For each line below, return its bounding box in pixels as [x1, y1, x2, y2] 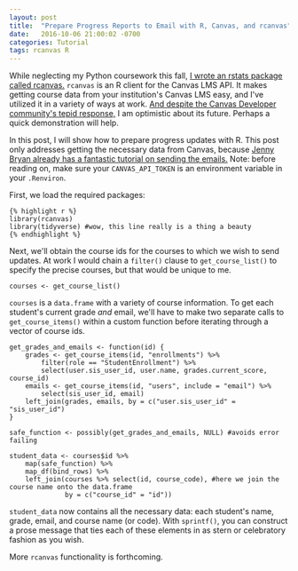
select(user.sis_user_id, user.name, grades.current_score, [41, 366, 268, 376]
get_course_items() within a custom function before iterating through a [9, 316, 269, 327]
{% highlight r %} [9, 207, 77, 216]
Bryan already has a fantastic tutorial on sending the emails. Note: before [9, 154, 277, 164]
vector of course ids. [9, 326, 86, 337]
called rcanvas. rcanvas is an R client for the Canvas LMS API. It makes [9, 80, 268, 91]
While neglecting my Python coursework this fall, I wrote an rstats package [9, 70, 283, 81]
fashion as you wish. [9, 535, 84, 545]
